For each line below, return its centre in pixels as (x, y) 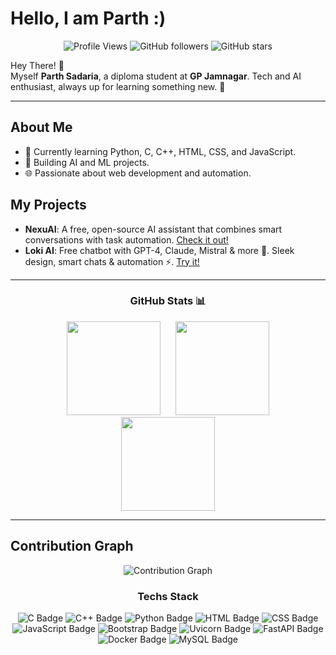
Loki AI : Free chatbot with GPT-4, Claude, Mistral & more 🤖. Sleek (159, 250)
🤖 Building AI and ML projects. (87, 162)
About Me (41, 127)
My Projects (48, 205)
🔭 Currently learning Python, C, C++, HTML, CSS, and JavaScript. (160, 151)
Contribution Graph (72, 546)
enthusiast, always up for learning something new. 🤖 (118, 86)
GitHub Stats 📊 (168, 301)
